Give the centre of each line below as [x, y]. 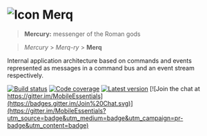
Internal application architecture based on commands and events [99, 60]
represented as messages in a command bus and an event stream [101, 68]
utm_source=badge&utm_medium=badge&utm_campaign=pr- [95, 118]
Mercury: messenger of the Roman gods [82, 34]
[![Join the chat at [175, 88]
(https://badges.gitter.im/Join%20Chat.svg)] [70, 103]
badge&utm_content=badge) [48, 125]
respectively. [25, 75]
